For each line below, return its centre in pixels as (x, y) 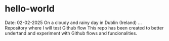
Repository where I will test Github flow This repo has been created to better (84, 27)
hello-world (30, 9)
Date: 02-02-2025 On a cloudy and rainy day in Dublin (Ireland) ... (73, 22)
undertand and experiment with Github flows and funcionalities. (71, 33)
